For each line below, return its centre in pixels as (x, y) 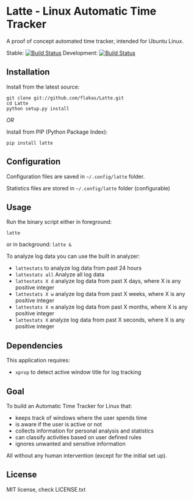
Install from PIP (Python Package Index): (57, 132)
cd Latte (17, 103)
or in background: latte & (39, 245)
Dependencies (34, 346)
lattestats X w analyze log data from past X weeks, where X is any (100, 294)
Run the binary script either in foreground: (59, 222)
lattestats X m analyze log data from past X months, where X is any (101, 307)
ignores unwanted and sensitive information (70, 444)
